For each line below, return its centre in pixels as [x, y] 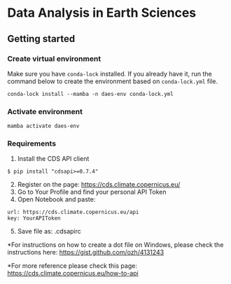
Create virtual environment [54, 59]
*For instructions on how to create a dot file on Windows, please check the [115, 245]
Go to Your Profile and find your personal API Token [92, 192]
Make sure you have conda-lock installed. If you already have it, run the [110, 73]
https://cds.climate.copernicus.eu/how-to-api [73, 274]
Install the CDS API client [53, 159]
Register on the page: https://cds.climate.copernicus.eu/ [99, 185]
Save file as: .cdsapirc [49, 232]
